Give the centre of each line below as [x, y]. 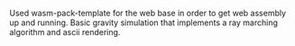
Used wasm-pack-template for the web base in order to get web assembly [148, 13]
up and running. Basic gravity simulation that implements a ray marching [143, 23]
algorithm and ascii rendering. [65, 32]
